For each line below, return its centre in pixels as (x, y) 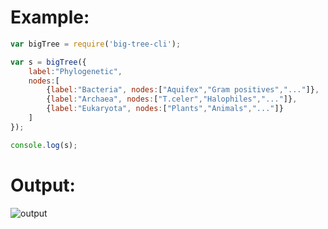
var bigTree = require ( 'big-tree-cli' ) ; (96, 44)
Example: (50, 17)
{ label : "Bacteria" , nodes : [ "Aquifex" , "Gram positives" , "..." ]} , (183, 90)
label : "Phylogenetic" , (75, 71)
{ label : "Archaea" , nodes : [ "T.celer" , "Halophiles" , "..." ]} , (172, 99)
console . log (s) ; (44, 145)
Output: (43, 185)
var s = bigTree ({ (48, 62)
